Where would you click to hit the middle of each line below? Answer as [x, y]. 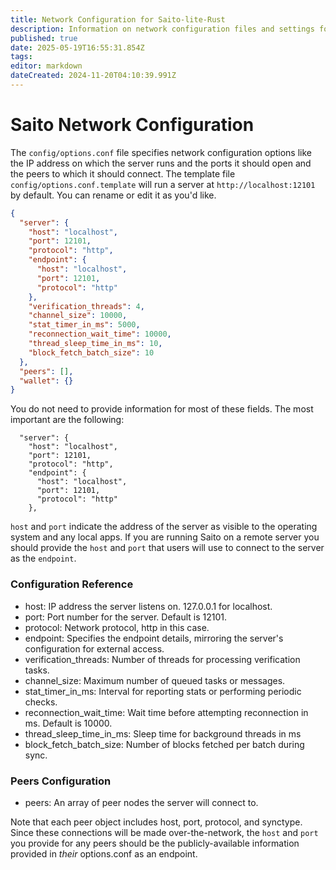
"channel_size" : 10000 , [78, 316]
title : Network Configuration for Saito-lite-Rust [118, 19]
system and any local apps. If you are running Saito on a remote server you [165, 537]
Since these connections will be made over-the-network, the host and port [164, 832]
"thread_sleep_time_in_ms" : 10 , [95, 344]
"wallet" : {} [46, 381]
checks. [41, 702]
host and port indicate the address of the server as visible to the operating [164, 527]
